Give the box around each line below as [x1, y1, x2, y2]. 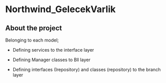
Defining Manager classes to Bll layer [12, 57, 90, 63]
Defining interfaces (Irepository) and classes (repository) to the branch [12, 67, 161, 72]
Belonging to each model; [5, 37, 59, 43]
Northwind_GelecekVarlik [5, 4, 116, 15]
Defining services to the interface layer [12, 47, 94, 53]
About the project [5, 24, 62, 32]
